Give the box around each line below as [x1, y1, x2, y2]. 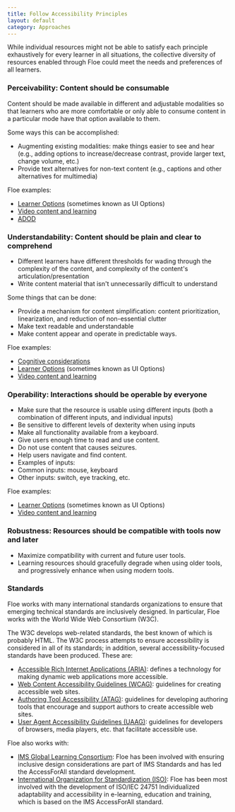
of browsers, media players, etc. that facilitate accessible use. [17, 725, 198, 733]
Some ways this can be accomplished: [7, 128, 119, 137]
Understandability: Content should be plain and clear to [7, 231, 202, 241]
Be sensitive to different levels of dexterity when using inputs [17, 421, 195, 429]
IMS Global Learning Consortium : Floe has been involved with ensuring [17, 752, 224, 761]
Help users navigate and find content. [17, 451, 128, 459]
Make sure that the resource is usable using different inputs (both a [17, 406, 213, 414]
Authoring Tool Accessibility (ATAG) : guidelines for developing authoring [17, 694, 228, 703]
